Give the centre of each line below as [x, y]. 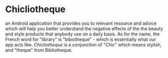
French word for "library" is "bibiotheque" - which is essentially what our [81, 39]
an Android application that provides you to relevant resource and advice [81, 23]
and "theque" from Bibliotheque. [39, 50]
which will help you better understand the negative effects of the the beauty [84, 28]
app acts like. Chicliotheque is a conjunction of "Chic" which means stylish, [83, 44]
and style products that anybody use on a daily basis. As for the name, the [82, 34]
